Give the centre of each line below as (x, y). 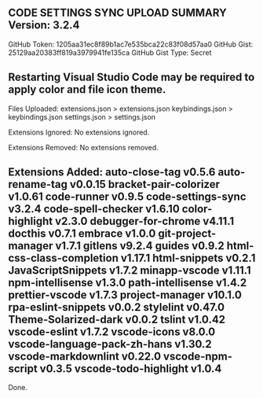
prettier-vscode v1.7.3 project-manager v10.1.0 (125, 295)
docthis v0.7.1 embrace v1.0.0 (82, 234)
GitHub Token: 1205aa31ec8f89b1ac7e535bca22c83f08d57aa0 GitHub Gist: (131, 44)
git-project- (187, 234)
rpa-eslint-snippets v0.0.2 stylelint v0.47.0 (117, 307)
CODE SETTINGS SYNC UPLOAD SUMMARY (117, 13)
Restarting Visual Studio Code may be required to (131, 77)
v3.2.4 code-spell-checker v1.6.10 (94, 209)
